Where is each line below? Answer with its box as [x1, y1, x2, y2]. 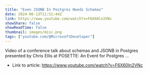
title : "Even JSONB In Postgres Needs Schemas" [5, 7, 104, 12]
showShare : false [5, 20, 40, 26]
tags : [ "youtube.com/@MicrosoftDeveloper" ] [5, 35, 95, 39]
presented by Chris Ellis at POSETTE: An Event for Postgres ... [5, 53, 129, 58]
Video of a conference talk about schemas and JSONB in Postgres [5, 47, 138, 54]
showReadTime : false [5, 25, 47, 30]
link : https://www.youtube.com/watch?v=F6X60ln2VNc [5, 16, 112, 21]
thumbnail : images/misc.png [5, 30, 62, 35]
